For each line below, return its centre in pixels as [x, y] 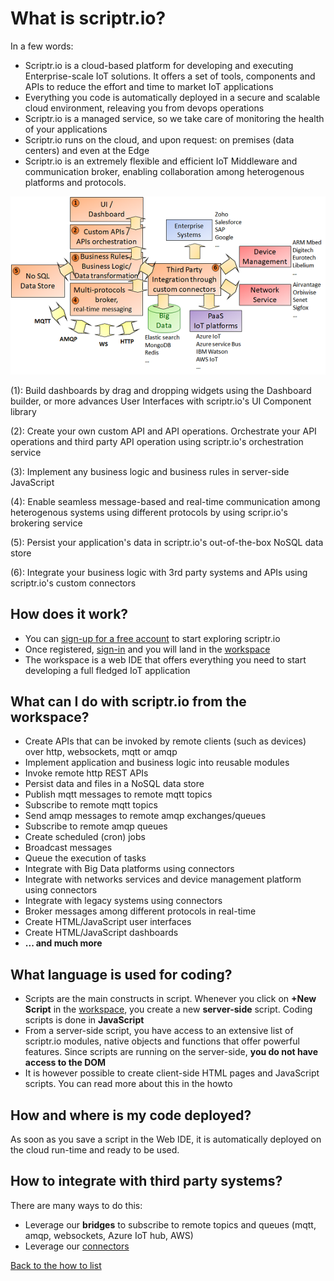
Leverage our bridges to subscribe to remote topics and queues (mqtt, [170, 1224]
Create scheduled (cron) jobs [85, 837]
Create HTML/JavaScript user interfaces [108, 922]
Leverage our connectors [77, 1246]
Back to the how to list [56, 1265]
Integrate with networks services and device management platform [163, 879]
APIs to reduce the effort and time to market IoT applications [149, 86]
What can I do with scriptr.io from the [128, 701]
